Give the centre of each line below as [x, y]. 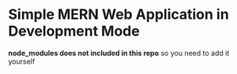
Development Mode [74, 31]
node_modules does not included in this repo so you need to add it [119, 53]
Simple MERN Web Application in [118, 15]
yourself [22, 61]
